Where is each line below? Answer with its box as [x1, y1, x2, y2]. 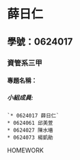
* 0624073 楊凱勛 [7, 135, 53, 141]
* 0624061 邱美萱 [7, 119, 53, 127]
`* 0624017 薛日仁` [7, 113, 59, 119]
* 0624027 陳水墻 [7, 127, 53, 134]
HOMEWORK [7, 146, 44, 155]
